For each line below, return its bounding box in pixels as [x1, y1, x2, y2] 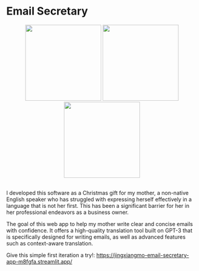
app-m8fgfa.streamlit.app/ [6, 258, 73, 265]
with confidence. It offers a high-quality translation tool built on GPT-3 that [6, 227, 193, 234]
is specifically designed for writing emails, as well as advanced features [6, 233, 186, 241]
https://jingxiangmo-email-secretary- [96, 251, 189, 259]
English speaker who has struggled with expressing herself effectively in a [6, 196, 192, 203]
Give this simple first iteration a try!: [6, 251, 95, 259]
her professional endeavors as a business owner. [6, 208, 129, 216]
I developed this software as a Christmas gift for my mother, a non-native [6, 189, 189, 196]
